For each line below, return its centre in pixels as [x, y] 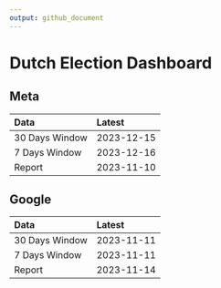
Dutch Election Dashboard [111, 62]
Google [31, 200]
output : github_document [57, 18]
